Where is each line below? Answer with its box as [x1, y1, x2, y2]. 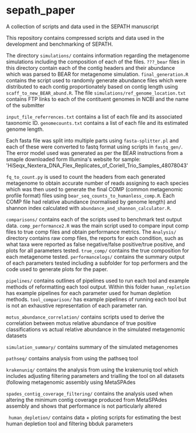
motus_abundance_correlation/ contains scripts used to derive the [6, 313, 165, 320]
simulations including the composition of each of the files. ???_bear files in [6, 58, 185, 65]
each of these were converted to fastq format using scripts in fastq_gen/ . [6, 143, 183, 150]
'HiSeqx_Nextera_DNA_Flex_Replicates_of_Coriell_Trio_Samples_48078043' [6, 162, 188, 169]
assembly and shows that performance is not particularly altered [6, 402, 162, 410]
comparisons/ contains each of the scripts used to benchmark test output [6, 215, 183, 223]
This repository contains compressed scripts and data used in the [6, 34, 165, 41]
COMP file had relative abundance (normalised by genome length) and [6, 198, 177, 205]
